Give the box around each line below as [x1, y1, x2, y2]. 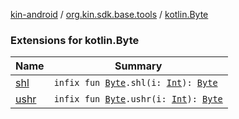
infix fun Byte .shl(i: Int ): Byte [53, 77, 218, 89]
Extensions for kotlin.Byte [10, 33, 140, 47]
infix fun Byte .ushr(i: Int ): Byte [53, 94, 223, 105]
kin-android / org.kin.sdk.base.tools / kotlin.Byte [10, 9, 209, 20]
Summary [114, 59, 163, 73]
